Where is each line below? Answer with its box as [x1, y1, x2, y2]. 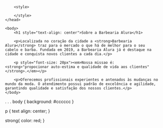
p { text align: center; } [5, 108, 50, 114]
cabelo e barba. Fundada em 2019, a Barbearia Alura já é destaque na [5, 47, 152, 52]
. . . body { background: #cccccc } [5, 99, 74, 105]
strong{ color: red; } [5, 118, 45, 123]
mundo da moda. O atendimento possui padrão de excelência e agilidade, [5, 82, 156, 86]
